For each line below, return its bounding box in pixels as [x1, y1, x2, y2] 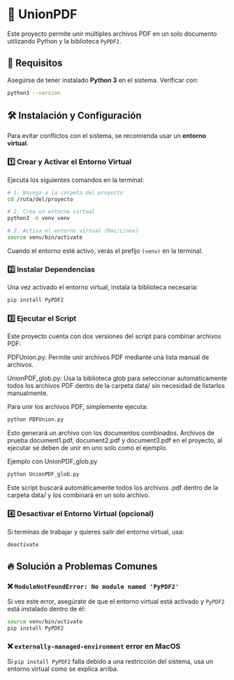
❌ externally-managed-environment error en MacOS [7, 641, 181, 651]
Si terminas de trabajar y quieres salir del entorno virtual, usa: [7, 527, 184, 536]
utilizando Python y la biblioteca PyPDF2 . [7, 36, 122, 45]
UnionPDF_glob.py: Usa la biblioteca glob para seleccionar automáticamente [7, 374, 228, 382]
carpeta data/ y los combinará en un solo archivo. [7, 491, 150, 499]
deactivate [7, 541, 39, 548]
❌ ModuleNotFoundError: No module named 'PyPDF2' [7, 581, 180, 591]
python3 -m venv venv [7, 215, 71, 222]
